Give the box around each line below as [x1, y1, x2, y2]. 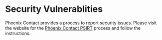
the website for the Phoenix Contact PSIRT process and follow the [5, 25, 141, 31]
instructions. [5, 30, 31, 36]
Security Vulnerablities [5, 3, 103, 15]
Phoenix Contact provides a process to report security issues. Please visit [5, 20, 157, 26]
